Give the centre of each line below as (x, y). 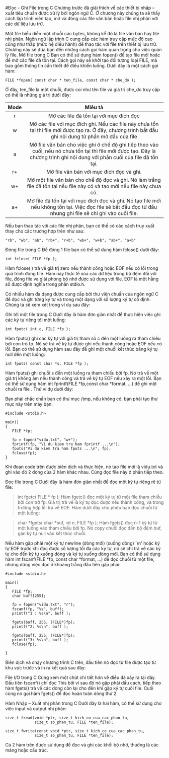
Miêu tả (94, 107)
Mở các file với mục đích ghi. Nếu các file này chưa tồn (94, 124)
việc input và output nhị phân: (36, 709)
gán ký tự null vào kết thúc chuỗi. (52, 533)
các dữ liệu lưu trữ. (25, 24)
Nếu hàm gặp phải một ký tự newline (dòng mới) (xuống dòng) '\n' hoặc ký (82, 543)
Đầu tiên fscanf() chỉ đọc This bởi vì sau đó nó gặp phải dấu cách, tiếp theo (83, 683)
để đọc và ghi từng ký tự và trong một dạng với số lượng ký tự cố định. (78, 299)
